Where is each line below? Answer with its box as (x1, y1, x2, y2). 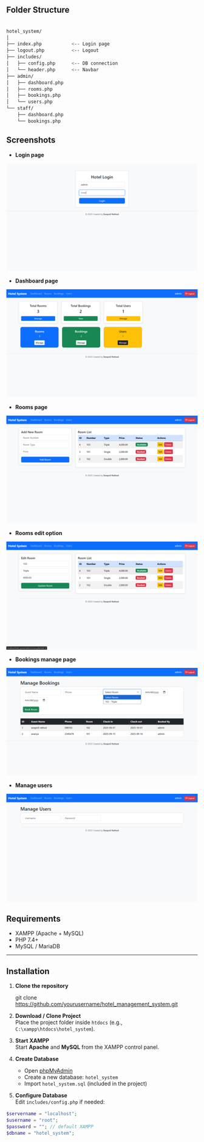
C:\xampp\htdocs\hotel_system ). (15, 1025, 95, 1032)
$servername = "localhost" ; (6, 1111, 78, 1117)
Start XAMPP (15, 1037, 50, 1045)
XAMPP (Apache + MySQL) (15, 930, 84, 937)
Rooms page (15, 403, 48, 410)
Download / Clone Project (15, 1012, 81, 1020)
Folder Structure (6, 5, 70, 15)
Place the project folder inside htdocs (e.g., (15, 1019, 123, 1026)
